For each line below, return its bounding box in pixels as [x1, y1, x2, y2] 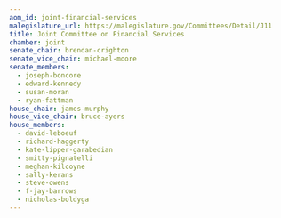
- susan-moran [17, 87, 69, 96]
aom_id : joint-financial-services [9, 12, 138, 22]
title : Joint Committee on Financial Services [9, 29, 185, 38]
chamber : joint [9, 37, 66, 47]
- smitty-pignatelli [17, 153, 93, 163]
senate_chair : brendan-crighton [9, 46, 129, 55]
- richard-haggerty [17, 137, 90, 146]
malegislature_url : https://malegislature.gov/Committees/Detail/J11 [9, 21, 273, 30]
